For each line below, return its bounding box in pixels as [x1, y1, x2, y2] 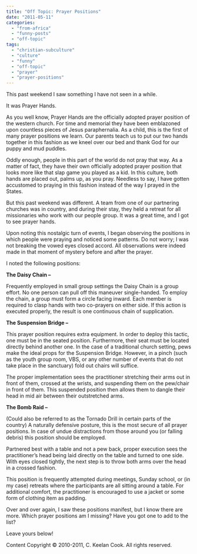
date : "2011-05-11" [6, 14, 54, 20]
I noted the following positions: [6, 260, 81, 267]
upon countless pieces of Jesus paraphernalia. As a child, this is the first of [6, 126, 189, 133]
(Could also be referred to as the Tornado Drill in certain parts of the [6, 415, 172, 422]
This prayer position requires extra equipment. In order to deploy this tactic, [6, 331, 189, 338]
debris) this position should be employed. [6, 434, 107, 441]
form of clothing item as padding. [6, 494, 87, 502]
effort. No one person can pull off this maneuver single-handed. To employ [6, 289, 188, 296]
